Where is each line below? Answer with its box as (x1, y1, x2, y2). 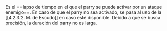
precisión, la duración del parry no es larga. (5, 20, 97, 26)
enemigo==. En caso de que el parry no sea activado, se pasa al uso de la (5, 9, 162, 15)
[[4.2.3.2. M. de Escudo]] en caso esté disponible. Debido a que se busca (5, 15, 161, 20)
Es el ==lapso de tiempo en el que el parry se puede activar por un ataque (5, 4, 162, 10)
